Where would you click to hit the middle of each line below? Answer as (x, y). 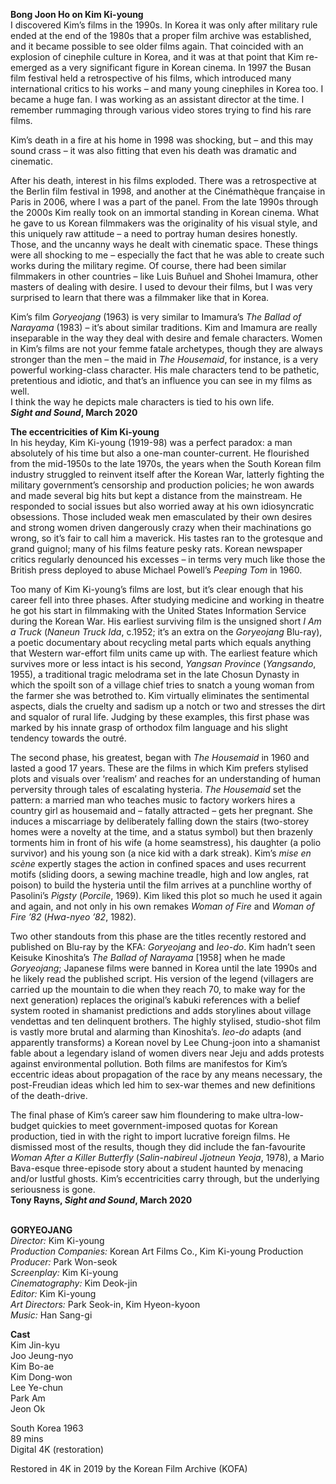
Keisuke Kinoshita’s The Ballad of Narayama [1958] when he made (148, 957)
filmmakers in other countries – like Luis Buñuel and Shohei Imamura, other (164, 276)
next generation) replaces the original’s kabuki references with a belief (155, 1000)
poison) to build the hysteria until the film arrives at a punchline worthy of (161, 885)
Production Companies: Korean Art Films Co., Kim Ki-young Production (157, 1251)
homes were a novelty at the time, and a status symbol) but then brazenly (161, 832)
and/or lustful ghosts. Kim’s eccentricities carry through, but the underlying (165, 1178)
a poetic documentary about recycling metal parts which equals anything (161, 642)
